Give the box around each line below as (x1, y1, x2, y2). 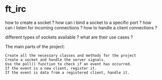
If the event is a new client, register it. (5, 66, 97, 71)
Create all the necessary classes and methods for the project (5, 53, 137, 58)
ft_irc (5, 3, 26, 15)
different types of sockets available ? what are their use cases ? (5, 34, 133, 40)
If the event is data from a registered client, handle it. (5, 70, 130, 75)
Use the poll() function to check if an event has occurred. (5, 61, 132, 66)
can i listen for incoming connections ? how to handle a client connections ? (5, 24, 158, 30)
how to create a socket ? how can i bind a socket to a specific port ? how (5, 20, 152, 25)
